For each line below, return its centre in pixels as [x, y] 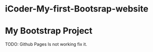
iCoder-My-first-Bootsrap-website [77, 9]
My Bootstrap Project [49, 31]
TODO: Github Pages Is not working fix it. [46, 44]
